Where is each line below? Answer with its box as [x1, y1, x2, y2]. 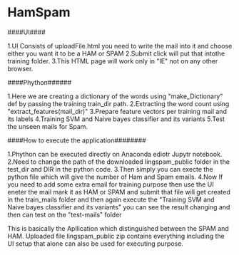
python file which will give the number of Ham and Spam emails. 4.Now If [7, 172, 223, 181]
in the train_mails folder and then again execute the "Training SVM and [7, 195, 215, 204]
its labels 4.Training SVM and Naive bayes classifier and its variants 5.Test [7, 115, 225, 123]
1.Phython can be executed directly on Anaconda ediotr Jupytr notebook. [7, 150, 223, 158]
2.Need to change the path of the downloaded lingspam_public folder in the [7, 157, 230, 166]
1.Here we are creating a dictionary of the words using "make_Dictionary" [7, 92, 223, 100]
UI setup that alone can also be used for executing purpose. [7, 239, 184, 248]
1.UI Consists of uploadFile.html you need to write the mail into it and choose [7, 41, 233, 50]
